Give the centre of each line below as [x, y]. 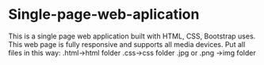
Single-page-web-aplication [104, 14]
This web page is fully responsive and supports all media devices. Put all [127, 44]
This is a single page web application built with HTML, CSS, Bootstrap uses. [132, 36]
